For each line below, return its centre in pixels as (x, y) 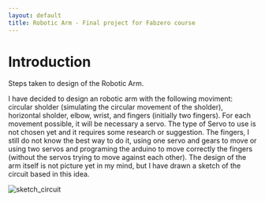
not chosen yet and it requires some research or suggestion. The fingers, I (129, 132)
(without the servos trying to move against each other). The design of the (127, 158)
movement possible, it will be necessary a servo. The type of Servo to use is (132, 124)
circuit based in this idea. (49, 174)
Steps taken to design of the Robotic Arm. (76, 84)
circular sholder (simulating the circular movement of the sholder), (116, 107)
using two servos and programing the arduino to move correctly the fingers (131, 149)
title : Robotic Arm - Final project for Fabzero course (102, 23)
